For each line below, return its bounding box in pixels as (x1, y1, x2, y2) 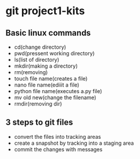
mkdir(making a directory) (14, 62, 78, 69)
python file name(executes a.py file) (14, 88, 102, 94)
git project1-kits (5, 4, 85, 18)
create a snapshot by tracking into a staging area (14, 139, 134, 147)
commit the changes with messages (14, 145, 103, 152)
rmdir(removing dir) (14, 100, 62, 107)
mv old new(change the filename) (14, 94, 97, 101)
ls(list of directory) (14, 56, 60, 63)
